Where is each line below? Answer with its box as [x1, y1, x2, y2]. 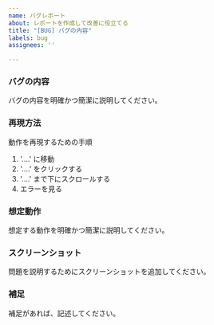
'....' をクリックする [19, 164, 82, 174]
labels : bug [8, 33, 48, 42]
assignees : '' [8, 41, 56, 49]
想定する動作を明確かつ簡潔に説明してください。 [8, 225, 169, 235]
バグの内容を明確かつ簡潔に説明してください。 [8, 96, 162, 105]
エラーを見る [19, 184, 62, 194]
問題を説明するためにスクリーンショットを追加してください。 [8, 267, 211, 276]
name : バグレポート [8, 11, 66, 20]
